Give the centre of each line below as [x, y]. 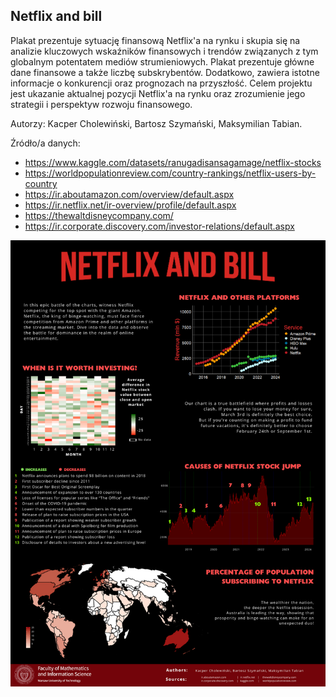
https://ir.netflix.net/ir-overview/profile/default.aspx [130, 205]
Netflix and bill [56, 16]
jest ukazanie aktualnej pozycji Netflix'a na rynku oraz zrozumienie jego [158, 93]
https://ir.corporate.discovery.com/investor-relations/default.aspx [159, 226]
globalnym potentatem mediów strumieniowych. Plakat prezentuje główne [162, 61]
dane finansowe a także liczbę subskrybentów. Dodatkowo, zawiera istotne [165, 72]
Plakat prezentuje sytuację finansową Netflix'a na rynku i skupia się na [155, 40]
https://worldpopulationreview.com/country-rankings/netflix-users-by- [170, 173]
